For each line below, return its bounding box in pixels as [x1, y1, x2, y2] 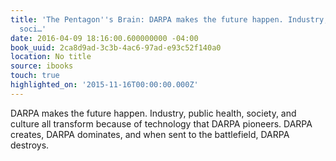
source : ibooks [10, 61, 74, 71]
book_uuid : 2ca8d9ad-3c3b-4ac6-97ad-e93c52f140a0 [10, 42, 222, 53]
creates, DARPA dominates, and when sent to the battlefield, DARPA [10, 128, 290, 140]
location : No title [10, 52, 92, 62]
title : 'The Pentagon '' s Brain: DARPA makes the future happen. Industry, [10, 14, 329, 25]
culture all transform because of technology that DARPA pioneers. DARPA [10, 117, 313, 130]
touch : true [10, 71, 60, 81]
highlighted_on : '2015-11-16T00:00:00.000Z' [10, 80, 199, 90]
